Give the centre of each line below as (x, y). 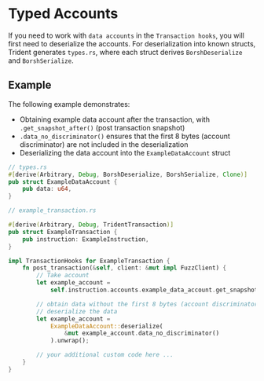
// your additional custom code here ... (105, 355)
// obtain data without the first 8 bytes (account (123, 304)
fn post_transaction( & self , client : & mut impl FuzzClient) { (124, 268)
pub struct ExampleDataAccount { (63, 181)
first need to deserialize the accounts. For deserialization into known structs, (132, 43)
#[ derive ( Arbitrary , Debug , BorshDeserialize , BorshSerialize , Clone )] (128, 174)
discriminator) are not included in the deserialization (104, 144)
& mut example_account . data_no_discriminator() (142, 333)
